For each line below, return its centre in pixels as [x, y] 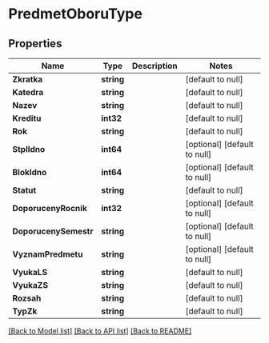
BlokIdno [30, 172]
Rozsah [27, 298]
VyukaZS [30, 285]
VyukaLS [30, 272]
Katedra [28, 92]
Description [155, 66]
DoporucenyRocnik [50, 208]
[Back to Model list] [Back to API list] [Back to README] [100, 331]
